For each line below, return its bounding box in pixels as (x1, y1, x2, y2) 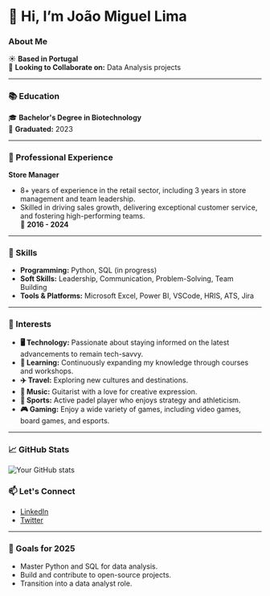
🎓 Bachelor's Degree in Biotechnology (8, 112, 142, 122)
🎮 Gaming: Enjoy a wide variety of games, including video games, (19, 404, 241, 414)
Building (19, 283, 47, 292)
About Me (8, 36, 48, 47)
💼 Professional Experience (8, 152, 114, 163)
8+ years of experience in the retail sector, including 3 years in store (19, 186, 247, 195)
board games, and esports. (19, 415, 110, 425)
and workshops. (19, 365, 74, 376)
